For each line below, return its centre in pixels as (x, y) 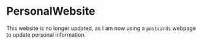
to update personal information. (46, 34)
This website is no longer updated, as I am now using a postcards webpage (101, 28)
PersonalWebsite (51, 11)
